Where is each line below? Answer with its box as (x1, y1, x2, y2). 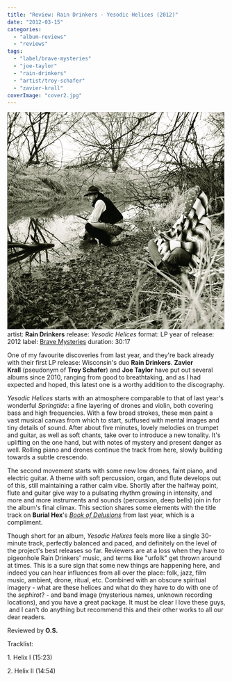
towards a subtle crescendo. (7, 453, 89, 461)
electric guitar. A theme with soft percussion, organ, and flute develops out (7, 474, 221, 482)
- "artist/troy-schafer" (13, 77, 85, 84)
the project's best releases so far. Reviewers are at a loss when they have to (7, 546, 225, 555)
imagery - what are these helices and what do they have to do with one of (7, 584, 219, 592)
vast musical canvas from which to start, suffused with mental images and (7, 416, 220, 425)
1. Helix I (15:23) (7, 653, 53, 662)
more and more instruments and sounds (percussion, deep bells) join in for (7, 496, 221, 504)
